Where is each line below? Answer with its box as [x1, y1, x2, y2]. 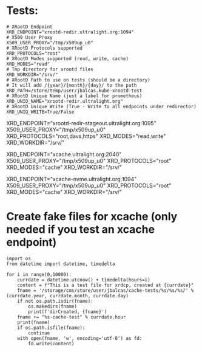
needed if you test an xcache [6, 223, 155, 236]
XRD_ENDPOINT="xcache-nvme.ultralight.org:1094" [6, 175, 137, 182]
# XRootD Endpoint [6, 24, 53, 30]
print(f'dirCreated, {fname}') [28, 308, 107, 315]
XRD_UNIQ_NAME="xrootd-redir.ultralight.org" [6, 98, 123, 104]
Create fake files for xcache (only [6, 210, 178, 224]
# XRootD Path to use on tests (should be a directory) [6, 77, 150, 83]
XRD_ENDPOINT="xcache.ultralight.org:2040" [6, 150, 122, 158]
